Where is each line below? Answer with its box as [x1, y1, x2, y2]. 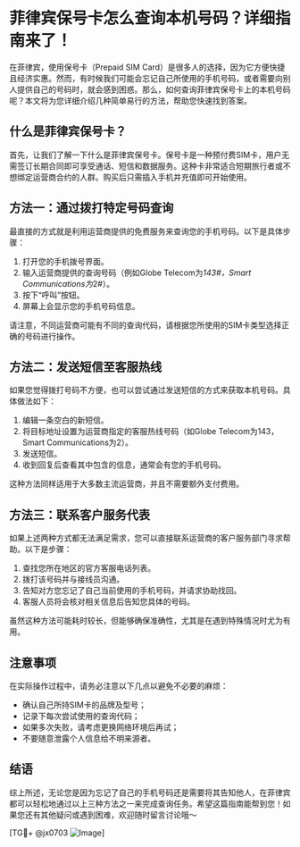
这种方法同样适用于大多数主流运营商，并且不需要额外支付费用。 [9, 479, 244, 490]
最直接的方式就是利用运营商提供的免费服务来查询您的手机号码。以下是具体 [9, 225, 283, 237]
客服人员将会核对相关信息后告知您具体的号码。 [21, 596, 195, 608]
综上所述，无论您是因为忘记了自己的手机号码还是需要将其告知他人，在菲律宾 [9, 787, 291, 798]
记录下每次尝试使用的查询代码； [21, 711, 140, 721]
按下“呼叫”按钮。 [21, 289, 85, 300]
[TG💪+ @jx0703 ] [9, 827, 105, 838]
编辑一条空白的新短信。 [21, 415, 109, 425]
